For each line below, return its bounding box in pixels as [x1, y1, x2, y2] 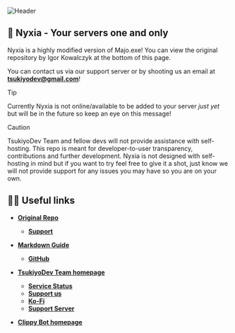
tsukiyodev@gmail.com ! [7, 74, 81, 83]
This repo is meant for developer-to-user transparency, [32, 144, 193, 152]
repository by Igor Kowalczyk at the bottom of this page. [7, 53, 171, 61]
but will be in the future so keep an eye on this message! [7, 109, 171, 118]
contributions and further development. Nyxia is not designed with [7, 152, 200, 160]
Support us [28, 289, 62, 298]
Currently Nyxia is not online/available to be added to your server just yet [7, 102, 220, 110]
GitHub [28, 254, 50, 262]
